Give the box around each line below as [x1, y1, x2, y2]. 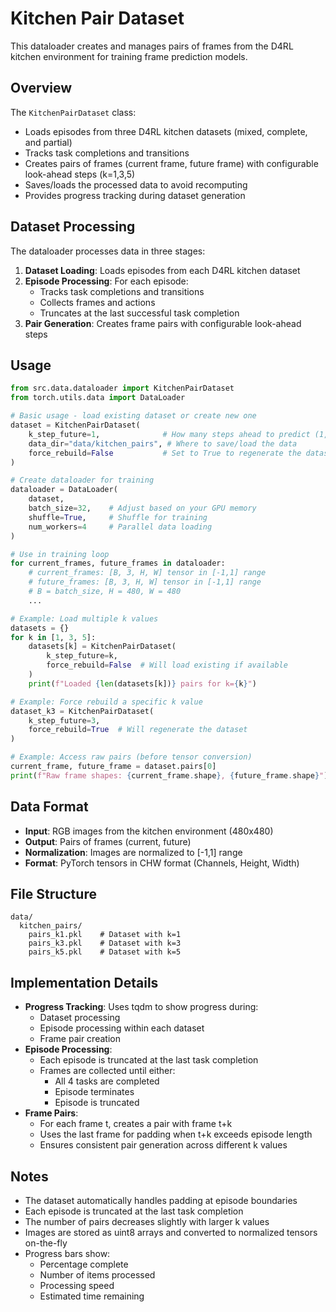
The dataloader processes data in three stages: [10, 245, 206, 257]
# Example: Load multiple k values [10, 613, 159, 624]
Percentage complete [39, 1258, 129, 1270]
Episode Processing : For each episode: [24, 275, 189, 287]
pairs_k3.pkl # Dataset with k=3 [28, 938, 182, 949]
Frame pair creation [39, 1033, 121, 1045]
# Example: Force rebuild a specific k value [10, 697, 203, 707]
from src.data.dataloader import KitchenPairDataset [10, 383, 235, 394]
